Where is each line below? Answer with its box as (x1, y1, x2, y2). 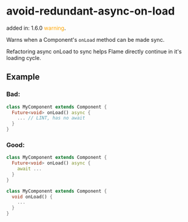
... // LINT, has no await (17, 115, 86, 121)
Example (6, 72, 40, 82)
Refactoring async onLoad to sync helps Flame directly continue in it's (6, 47, 182, 55)
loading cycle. (6, 54, 41, 61)
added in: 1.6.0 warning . (6, 24, 66, 32)
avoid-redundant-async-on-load (6, 4, 175, 18)
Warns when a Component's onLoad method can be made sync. (6, 36, 165, 43)
